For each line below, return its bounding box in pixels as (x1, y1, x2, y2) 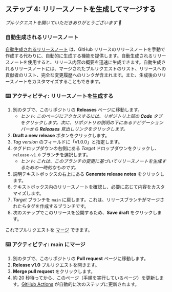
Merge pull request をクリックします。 (12, 268, 96, 274)
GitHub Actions (21, 281, 54, 287)
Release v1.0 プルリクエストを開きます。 (12, 262, 100, 268)
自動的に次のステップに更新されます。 (58, 281, 140, 287)
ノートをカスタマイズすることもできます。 (14, 79, 103, 85)
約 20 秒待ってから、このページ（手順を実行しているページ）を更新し (12, 275, 160, 281)
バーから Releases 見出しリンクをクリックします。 (20, 126, 128, 132)
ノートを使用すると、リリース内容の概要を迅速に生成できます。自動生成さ (9, 59, 166, 65)
